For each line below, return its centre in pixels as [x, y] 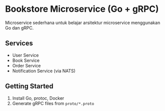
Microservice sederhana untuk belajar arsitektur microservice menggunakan [83, 23]
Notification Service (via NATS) [44, 71]
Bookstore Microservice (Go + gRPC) [82, 9]
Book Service [26, 60]
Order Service [26, 65]
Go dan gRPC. [19, 28]
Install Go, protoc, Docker [38, 98]
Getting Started [29, 86]
